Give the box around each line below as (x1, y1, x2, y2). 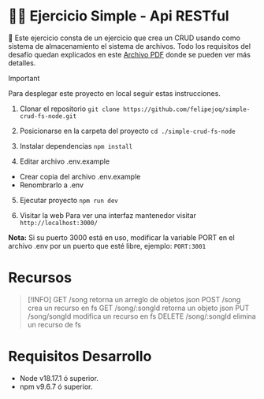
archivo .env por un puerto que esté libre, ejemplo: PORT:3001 (8, 241, 206, 250)
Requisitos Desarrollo (8, 348, 152, 365)
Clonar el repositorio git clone (19, 104, 120, 113)
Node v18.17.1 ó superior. (19, 373, 99, 382)
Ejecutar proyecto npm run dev (19, 195, 118, 205)
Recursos (8, 269, 73, 286)
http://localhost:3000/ (19, 219, 99, 227)
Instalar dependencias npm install (19, 141, 133, 150)
